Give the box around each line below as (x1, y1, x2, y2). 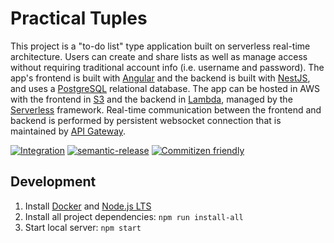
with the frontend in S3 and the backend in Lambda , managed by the (10, 93, 293, 105)
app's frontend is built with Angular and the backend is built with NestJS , (10, 72, 311, 84)
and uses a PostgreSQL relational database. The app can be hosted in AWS (10, 82, 321, 94)
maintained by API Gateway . (10, 125, 127, 137)
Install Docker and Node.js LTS (24, 200, 152, 212)
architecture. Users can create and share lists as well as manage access (10, 50, 308, 62)
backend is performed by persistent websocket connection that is (10, 114, 282, 126)
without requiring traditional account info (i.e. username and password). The (10, 61, 325, 73)
